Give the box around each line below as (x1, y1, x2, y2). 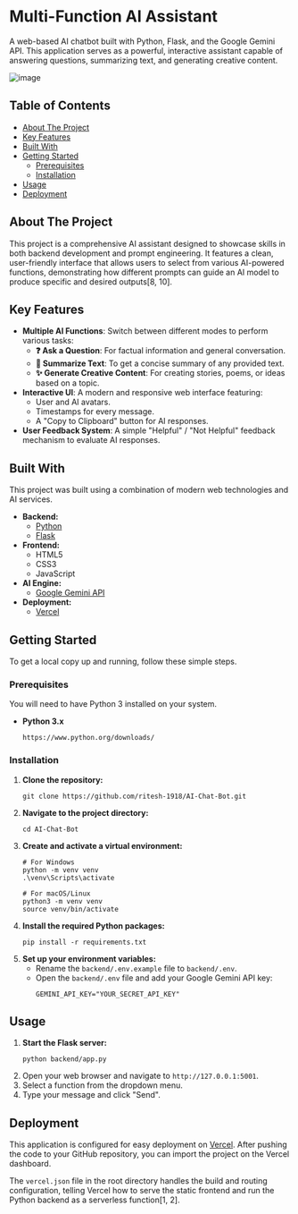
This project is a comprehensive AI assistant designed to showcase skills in (9, 238, 286, 249)
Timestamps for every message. (35, 406, 154, 417)
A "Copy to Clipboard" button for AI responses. (35, 416, 209, 427)
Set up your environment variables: (21, 953, 156, 964)
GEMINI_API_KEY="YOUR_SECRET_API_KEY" (35, 989, 180, 998)
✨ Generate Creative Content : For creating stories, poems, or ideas (35, 368, 286, 378)
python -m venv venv (21, 865, 99, 874)
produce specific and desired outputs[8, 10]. (9, 276, 172, 287)
